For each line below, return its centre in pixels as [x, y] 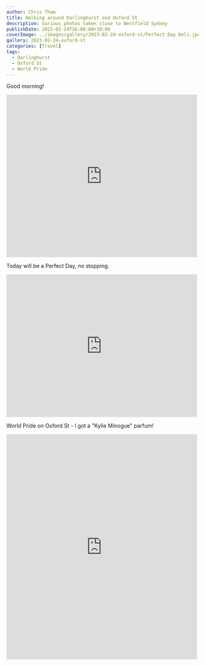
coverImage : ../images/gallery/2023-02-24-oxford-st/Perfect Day [91, 35]
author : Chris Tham [31, 12]
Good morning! [25, 86]
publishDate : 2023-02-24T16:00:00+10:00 [59, 29]
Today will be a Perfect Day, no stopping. [58, 266]
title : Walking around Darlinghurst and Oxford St [72, 18]
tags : [13, 52]
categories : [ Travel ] [34, 46]
